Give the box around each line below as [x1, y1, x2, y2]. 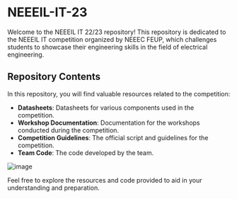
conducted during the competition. [17, 125, 119, 135]
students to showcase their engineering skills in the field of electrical [7, 42, 208, 51]
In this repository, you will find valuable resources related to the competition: [7, 89, 231, 98]
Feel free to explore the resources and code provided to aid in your [7, 176, 202, 184]
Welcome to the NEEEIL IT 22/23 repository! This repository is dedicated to [7, 28, 226, 36]
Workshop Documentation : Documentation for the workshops [17, 118, 200, 127]
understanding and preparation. [7, 183, 100, 192]
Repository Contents [7, 71, 101, 83]
